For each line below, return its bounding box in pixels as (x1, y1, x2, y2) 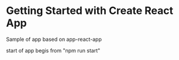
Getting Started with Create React (6, 4, 174, 17)
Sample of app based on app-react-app (6, 36, 102, 43)
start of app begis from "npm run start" (6, 47, 101, 54)
